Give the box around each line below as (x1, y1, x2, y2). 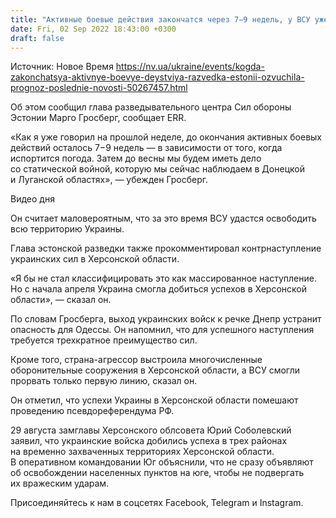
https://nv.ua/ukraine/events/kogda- (115, 61, 265, 73)
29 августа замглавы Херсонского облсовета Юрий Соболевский (10, 424, 292, 436)
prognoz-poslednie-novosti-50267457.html (10, 82, 188, 94)
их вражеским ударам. (10, 477, 110, 490)
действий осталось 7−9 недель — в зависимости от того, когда (10, 142, 283, 154)
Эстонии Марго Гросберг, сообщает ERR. (10, 112, 187, 124)
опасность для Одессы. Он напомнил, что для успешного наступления (10, 324, 315, 336)
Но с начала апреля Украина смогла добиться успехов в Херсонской (10, 283, 307, 295)
